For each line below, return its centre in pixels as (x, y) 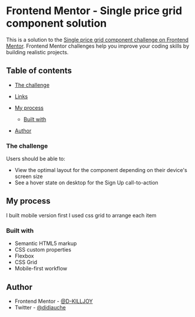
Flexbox (24, 256)
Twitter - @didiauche (40, 307)
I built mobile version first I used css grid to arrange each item (81, 215)
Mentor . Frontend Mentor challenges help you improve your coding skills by (98, 46)
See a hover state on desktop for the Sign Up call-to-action (86, 183)
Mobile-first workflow (41, 269)
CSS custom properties (43, 250)
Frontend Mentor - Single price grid (94, 11)
